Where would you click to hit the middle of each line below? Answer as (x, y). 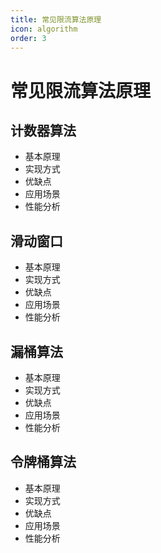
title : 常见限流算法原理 (56, 19)
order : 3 (28, 38)
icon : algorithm (44, 29)
